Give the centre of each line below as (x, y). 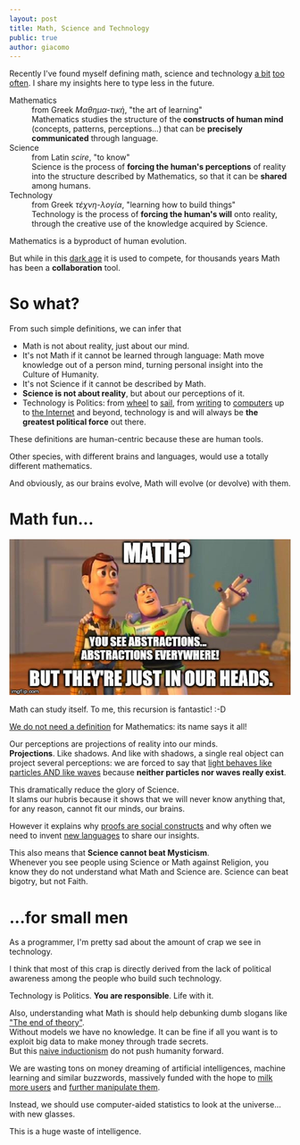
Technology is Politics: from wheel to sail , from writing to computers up (153, 403)
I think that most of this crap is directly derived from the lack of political (141, 969)
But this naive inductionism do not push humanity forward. (117, 1051)
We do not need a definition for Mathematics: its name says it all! (128, 727)
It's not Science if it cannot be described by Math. (114, 384)
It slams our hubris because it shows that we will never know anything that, (147, 799)
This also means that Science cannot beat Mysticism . (109, 853)
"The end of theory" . (47, 1023)
